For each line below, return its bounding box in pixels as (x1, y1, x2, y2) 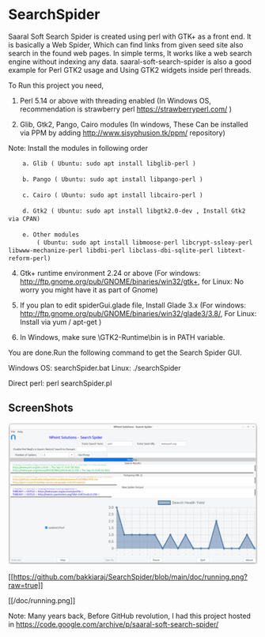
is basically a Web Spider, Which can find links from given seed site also (8, 40, 244, 49)
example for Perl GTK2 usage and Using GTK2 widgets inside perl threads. (8, 65, 252, 74)
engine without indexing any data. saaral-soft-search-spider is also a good (8, 57, 252, 66)
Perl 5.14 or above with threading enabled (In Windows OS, (19, 96, 212, 105)
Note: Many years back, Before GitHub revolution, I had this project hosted (8, 611, 252, 621)
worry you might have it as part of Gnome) (19, 285, 158, 294)
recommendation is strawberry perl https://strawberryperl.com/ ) (19, 104, 232, 114)
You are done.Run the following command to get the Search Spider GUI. (8, 348, 243, 357)
